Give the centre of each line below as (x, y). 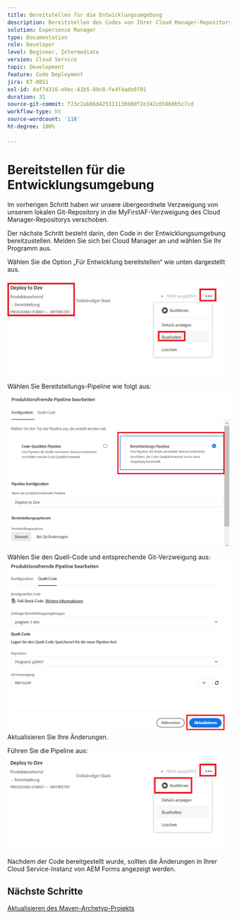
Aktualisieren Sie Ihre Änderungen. (58, 737)
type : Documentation (38, 37)
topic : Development (36, 67)
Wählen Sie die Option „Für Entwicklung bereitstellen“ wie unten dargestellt (116, 262)
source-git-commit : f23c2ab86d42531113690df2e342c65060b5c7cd (101, 104)
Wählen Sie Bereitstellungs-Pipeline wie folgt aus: (79, 386)
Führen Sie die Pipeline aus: (48, 750)
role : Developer (31, 45)
